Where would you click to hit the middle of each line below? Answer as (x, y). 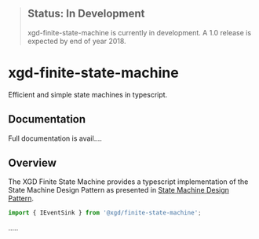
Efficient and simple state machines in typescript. (88, 94)
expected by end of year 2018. (77, 41)
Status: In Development (86, 14)
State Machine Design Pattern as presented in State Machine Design (119, 190)
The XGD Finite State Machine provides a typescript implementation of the (128, 182)
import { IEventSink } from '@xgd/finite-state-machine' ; (105, 213)
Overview (33, 162)
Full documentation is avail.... (55, 138)
